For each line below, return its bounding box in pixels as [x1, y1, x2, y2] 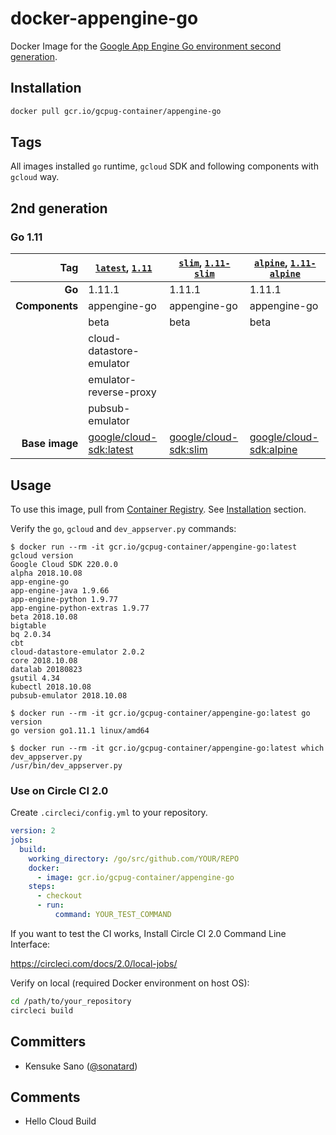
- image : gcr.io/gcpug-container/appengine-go [36, 872, 235, 882]
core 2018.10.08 [10, 655, 78, 666]
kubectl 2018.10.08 [10, 682, 92, 692]
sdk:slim [169, 443, 208, 457]
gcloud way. [10, 171, 60, 183]
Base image [21, 437, 79, 451]
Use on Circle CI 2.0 [10, 783, 109, 797]
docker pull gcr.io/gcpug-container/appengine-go [10, 106, 222, 116]
